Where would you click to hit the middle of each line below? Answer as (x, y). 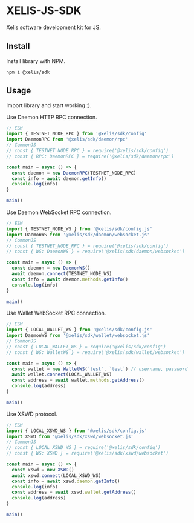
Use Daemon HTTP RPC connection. (52, 117)
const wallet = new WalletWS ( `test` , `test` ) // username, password (100, 369)
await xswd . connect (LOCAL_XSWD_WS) (57, 475)
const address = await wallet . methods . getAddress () (78, 380)
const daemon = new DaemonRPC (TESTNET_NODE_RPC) (74, 173)
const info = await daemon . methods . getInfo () (70, 279)
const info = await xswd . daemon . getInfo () (66, 481)
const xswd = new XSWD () (43, 470)
